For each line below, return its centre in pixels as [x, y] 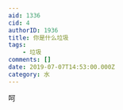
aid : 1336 [25, 15]
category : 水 [29, 74]
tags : [17, 45]
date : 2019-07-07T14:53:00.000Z [61, 67]
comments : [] [30, 60]
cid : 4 [19, 23]
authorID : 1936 [33, 30]
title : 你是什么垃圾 [38, 38]
